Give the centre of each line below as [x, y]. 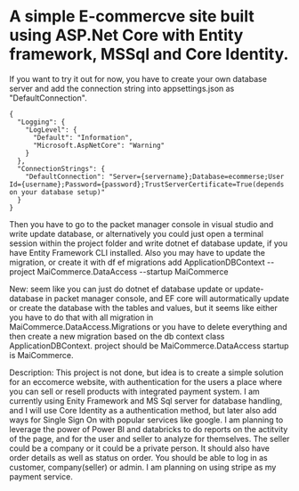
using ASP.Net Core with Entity [126, 35]
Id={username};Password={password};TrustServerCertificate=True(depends [147, 184]
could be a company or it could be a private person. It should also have [139, 448]
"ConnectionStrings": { [61, 168]
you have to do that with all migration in [81, 317]
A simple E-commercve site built [132, 16]
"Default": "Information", [83, 137]
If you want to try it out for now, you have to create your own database [138, 78]
